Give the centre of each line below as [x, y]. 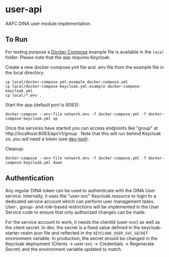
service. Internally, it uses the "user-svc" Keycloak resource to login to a [81, 196]
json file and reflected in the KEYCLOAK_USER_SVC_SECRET [91, 233]
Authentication [30, 178]
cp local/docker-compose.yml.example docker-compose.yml [67, 82]
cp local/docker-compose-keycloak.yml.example [55, 86]
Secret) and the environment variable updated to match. [64, 249]
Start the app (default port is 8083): [42, 105]
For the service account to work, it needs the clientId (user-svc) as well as [83, 222]
